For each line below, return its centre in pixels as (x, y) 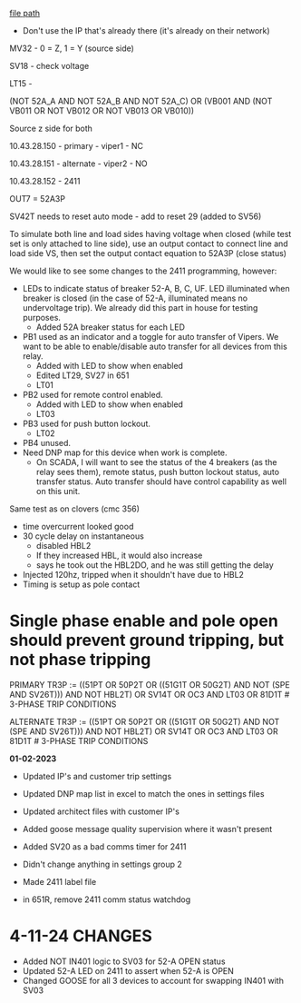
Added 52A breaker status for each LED (111, 327)
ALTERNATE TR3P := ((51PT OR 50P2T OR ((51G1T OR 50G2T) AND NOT (145, 721)
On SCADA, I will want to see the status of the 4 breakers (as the (156, 462)
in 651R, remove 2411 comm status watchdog (107, 899)
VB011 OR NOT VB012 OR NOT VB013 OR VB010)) (102, 111)
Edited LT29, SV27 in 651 (83, 375)
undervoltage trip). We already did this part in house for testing (140, 308)
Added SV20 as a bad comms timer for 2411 (104, 846)
